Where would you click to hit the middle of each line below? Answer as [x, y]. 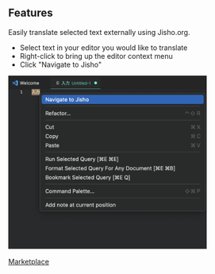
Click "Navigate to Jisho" [60, 64]
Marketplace [29, 261]
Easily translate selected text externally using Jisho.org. [99, 32]
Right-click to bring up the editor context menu [96, 56]
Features [31, 13]
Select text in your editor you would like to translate [104, 48]
